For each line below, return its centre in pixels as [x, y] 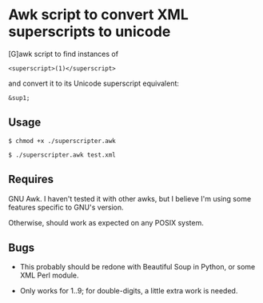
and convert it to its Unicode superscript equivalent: [94, 83]
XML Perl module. [49, 275]
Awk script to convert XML [99, 15]
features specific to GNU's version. [66, 207]
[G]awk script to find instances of [63, 54]
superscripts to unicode [90, 32]
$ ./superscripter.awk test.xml [62, 155]
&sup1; [19, 98]
